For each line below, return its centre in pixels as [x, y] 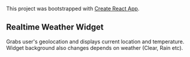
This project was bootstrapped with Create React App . [73, 9]
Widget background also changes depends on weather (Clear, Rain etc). [95, 47]
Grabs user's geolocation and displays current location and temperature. [95, 42]
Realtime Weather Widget [55, 27]
